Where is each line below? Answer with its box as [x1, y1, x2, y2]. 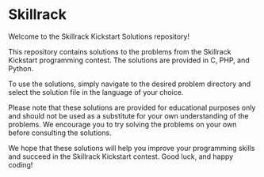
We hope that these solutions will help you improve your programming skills [8, 143, 255, 153]
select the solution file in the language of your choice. [8, 87, 184, 96]
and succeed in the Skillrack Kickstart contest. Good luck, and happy [8, 152, 234, 161]
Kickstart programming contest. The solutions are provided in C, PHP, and [8, 55, 250, 65]
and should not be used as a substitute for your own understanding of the [8, 111, 249, 120]
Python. [8, 63, 34, 73]
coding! [8, 160, 33, 169]
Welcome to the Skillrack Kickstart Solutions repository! [8, 32, 190, 41]
